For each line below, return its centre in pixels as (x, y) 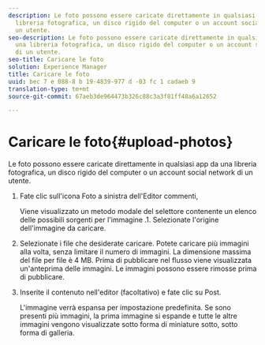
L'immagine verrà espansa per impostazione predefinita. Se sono (125, 308)
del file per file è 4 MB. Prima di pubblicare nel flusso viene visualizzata (136, 261)
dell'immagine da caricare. (63, 228)
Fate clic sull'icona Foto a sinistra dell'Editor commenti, (109, 196)
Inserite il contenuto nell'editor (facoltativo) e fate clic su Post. (120, 292)
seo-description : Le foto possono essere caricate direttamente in (121, 37)
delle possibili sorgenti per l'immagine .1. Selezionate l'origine (119, 220)
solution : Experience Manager (58, 67)
